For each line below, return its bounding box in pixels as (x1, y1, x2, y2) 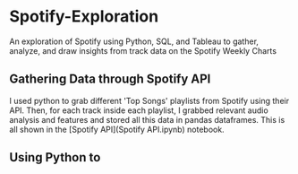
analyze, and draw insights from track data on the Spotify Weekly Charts (9, 45, 277, 56)
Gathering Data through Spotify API (9, 72, 211, 87)
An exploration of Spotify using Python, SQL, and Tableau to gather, (9, 36, 260, 47)
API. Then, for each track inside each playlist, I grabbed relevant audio (9, 105, 268, 116)
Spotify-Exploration (9, 6, 159, 27)
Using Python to (9, 150, 101, 165)
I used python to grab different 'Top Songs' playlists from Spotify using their (9, 95, 289, 106)
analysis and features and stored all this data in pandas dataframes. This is (9, 114, 285, 125)
